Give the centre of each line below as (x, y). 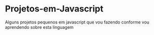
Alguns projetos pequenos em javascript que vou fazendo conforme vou (77, 22)
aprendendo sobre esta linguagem (39, 27)
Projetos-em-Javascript (54, 9)
